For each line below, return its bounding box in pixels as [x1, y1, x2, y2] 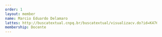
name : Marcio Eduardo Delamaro [5, 16, 68, 21]
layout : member [5, 12, 36, 16]
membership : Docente [5, 25, 47, 30]
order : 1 [5, 7, 23, 12]
